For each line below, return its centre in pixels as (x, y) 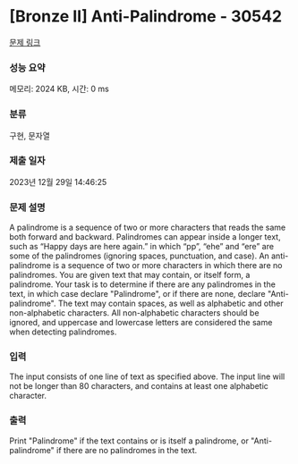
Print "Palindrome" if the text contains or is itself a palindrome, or (129, 441)
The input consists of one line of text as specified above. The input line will (147, 376)
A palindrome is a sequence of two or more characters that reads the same (148, 228)
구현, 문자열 (30, 135)
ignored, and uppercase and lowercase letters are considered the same (141, 323)
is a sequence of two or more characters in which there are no (167, 266)
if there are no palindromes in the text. (127, 450)
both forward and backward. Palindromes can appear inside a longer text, (145, 237)
